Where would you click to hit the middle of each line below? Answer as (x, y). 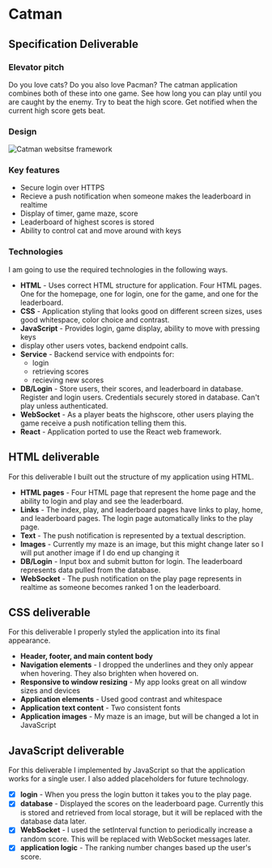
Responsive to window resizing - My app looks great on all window (133, 682)
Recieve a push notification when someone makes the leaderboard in (135, 196)
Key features (34, 170)
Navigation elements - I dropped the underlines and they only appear (136, 665)
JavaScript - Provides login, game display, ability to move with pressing (140, 328)
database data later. (53, 821)
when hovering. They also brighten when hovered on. (109, 673)
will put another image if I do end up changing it (100, 553)
